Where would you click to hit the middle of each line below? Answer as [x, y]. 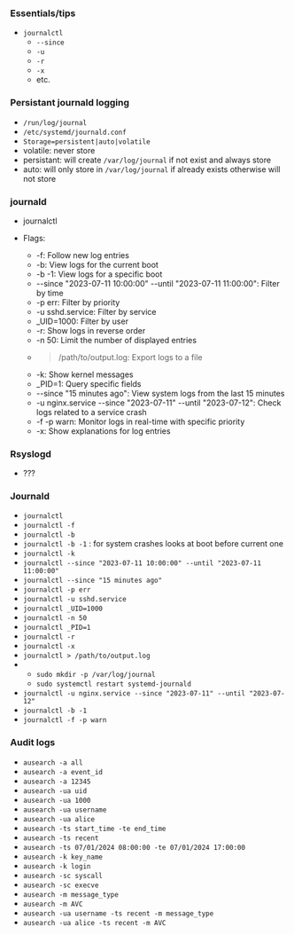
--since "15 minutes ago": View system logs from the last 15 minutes [160, 393]
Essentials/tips [43, 13]
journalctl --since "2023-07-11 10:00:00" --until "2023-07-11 [142, 563]
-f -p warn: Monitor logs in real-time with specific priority [140, 421]
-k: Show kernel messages [85, 374]
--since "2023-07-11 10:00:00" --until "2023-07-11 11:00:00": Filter [158, 283]
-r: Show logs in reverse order [91, 330]
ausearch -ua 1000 [57, 800]
